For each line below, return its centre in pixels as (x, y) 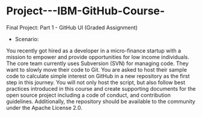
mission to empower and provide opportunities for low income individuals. (98, 57)
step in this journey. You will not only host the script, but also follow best (96, 82)
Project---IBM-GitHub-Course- (86, 11)
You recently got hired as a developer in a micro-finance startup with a (94, 50)
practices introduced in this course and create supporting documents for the (101, 88)
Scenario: (27, 39)
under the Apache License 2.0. (44, 107)
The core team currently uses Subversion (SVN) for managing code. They (97, 63)
